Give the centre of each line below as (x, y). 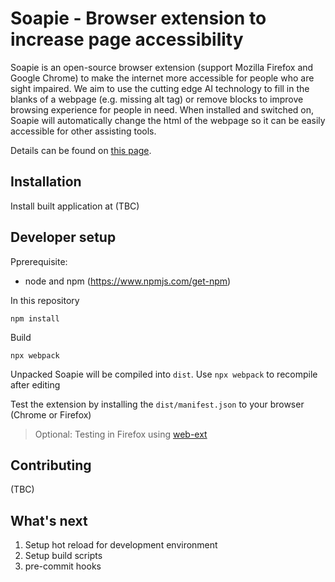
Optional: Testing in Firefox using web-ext (121, 434)
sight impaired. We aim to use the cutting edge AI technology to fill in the (160, 88)
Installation (46, 182)
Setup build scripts (63, 556)
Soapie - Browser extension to (138, 18)
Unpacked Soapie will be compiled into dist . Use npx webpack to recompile (164, 374)
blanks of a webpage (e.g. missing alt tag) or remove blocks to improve (157, 99)
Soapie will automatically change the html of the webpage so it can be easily (168, 120)
